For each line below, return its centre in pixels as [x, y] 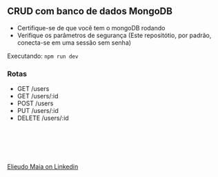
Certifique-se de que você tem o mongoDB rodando [91, 28]
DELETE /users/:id [43, 118]
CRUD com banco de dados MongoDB [90, 11]
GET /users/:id [38, 96]
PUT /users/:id [38, 111]
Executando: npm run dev [43, 56]
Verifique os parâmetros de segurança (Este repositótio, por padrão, [114, 35]
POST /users [35, 103]
